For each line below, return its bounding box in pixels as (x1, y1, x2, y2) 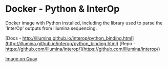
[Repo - (119, 40, 136, 46)
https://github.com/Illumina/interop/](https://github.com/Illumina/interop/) (5, 46, 160, 52)
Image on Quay (5, 55, 37, 61)
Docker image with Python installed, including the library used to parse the (5, 20, 163, 26)
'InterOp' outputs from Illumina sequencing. (5, 25, 97, 31)
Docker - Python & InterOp (5, 3, 120, 15)
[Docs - (5, 35, 22, 41)
